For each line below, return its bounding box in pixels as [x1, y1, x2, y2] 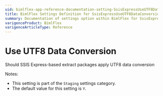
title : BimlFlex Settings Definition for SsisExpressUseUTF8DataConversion [5, 12, 162, 16]
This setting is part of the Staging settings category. [12, 81, 116, 86]
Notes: [5, 71, 18, 77]
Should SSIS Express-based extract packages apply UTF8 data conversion [5, 62, 155, 68]
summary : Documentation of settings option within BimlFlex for [5, 16, 138, 21]
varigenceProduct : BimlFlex [5, 20, 62, 26]
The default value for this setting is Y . [12, 85, 86, 92]
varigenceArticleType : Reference [5, 25, 73, 30]
